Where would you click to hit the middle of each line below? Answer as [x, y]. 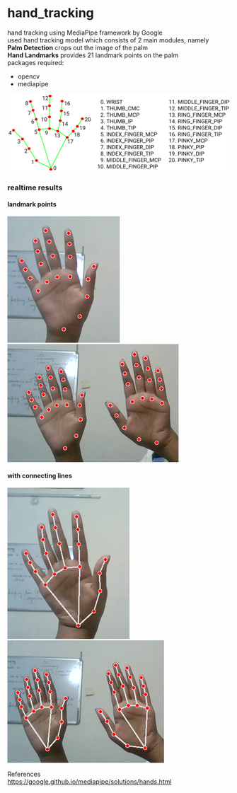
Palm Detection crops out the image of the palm [78, 47]
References [24, 774]
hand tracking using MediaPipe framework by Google [85, 33]
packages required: [36, 62]
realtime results [35, 187]
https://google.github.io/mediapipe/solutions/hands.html [89, 781]
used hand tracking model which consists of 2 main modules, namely [108, 40]
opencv [29, 76]
